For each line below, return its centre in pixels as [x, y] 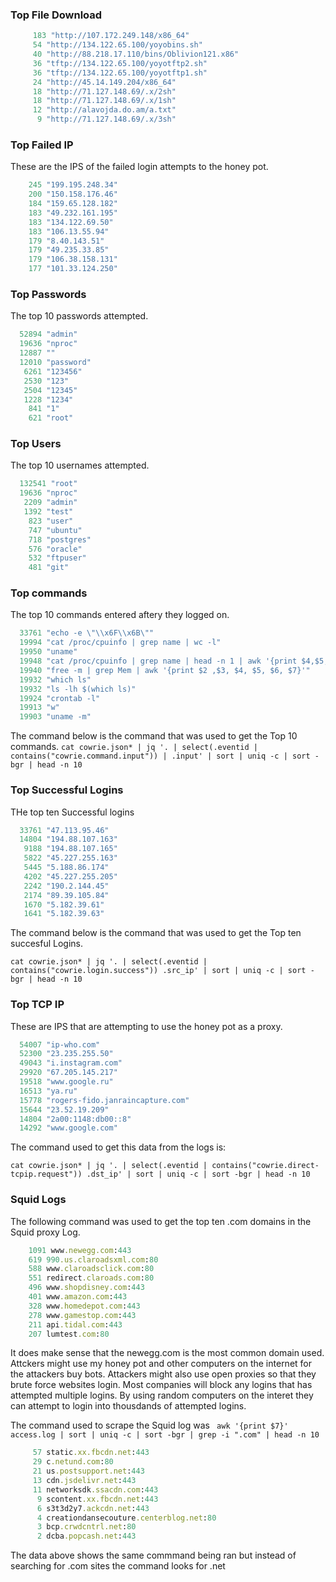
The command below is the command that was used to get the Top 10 [154, 736]
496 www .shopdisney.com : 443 [86, 1288]
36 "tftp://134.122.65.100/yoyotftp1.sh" [120, 73]
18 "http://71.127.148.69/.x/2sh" [104, 91]
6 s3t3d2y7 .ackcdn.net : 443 [93, 1508]
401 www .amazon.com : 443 [78, 1297]
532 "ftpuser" [57, 558]
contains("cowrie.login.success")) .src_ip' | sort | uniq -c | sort [158, 971]
